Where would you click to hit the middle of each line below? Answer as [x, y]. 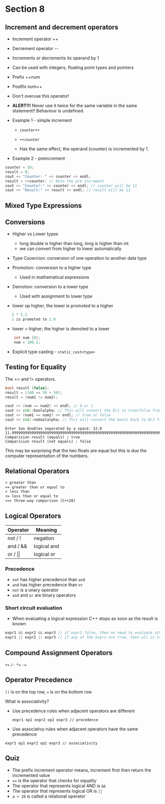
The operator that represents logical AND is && [59, 786]
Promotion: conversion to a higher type [52, 268]
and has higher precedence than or [47, 585]
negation [44, 538]
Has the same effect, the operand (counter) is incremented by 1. [84, 149]
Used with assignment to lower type [56, 296]
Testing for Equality [36, 367]
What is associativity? [27, 701]
